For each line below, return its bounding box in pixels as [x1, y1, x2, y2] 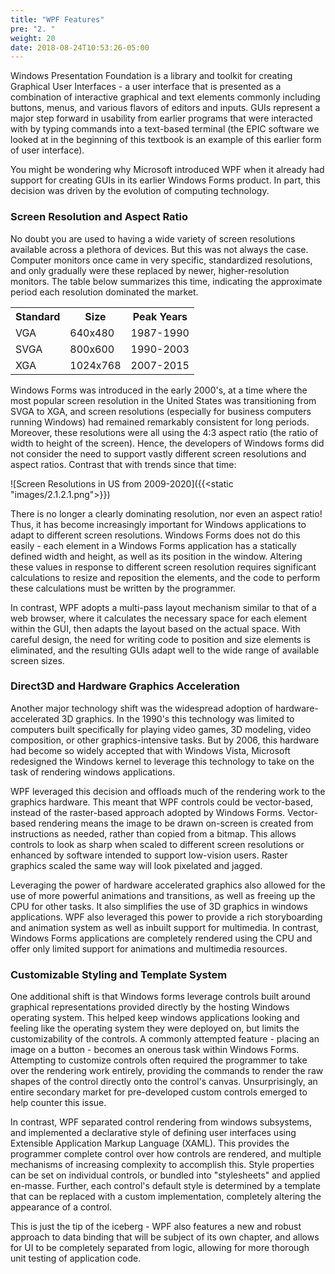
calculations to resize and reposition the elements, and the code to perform [10, 571, 321, 583]
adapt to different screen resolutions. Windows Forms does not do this [10, 529, 301, 541]
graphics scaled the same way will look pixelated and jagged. [10, 859, 263, 871]
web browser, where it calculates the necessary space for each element [10, 612, 308, 624]
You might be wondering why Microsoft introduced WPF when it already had [10, 164, 325, 176]
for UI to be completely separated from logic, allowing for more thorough [10, 1242, 310, 1254]
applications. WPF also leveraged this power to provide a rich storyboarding [10, 911, 323, 923]
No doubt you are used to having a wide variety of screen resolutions [10, 232, 296, 245]
